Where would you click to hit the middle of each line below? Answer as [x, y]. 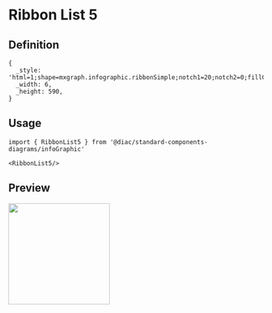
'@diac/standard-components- [159, 142]
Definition [34, 45]
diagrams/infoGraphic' [47, 149]
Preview [30, 188]
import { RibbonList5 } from [57, 142]
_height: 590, [39, 91]
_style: [29, 70]
